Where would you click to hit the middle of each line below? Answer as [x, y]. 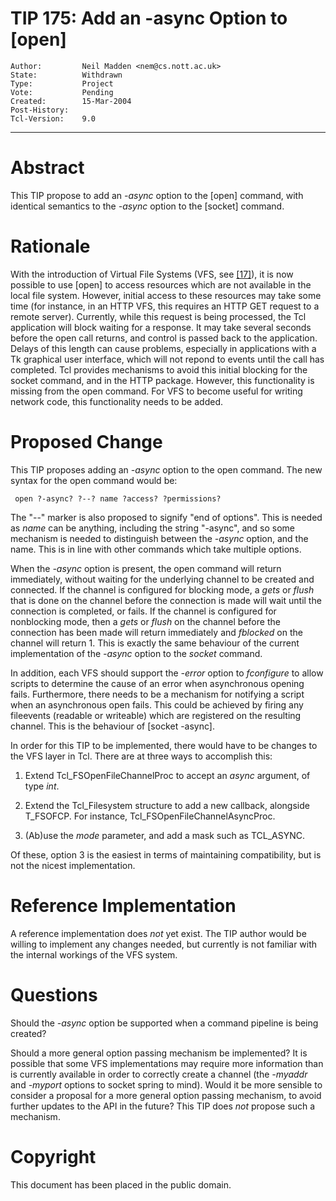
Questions [54, 994]
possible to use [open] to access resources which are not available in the [161, 284]
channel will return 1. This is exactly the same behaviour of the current [155, 643]
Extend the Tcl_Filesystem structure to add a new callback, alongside [167, 805]
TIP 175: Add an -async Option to [149, 18]
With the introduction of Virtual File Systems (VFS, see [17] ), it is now [152, 274]
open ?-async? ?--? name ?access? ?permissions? [118, 498]
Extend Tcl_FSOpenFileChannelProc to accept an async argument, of [167, 775]
